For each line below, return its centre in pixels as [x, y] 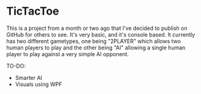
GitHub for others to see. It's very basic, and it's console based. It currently [101, 34]
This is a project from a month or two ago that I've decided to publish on [97, 28]
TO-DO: [16, 66]
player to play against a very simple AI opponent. [68, 54]
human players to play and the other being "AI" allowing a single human [96, 48]
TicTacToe [33, 11]
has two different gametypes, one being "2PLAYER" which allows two [93, 41]
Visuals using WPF [38, 84]
